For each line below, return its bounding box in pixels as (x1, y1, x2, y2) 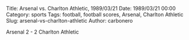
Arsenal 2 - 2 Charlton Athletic (6, 28, 79, 35)
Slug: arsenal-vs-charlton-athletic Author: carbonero (6, 17, 133, 24)
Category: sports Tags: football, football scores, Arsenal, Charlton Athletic (6, 11, 184, 18)
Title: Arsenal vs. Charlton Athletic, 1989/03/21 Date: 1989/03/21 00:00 (6, 5, 176, 12)
